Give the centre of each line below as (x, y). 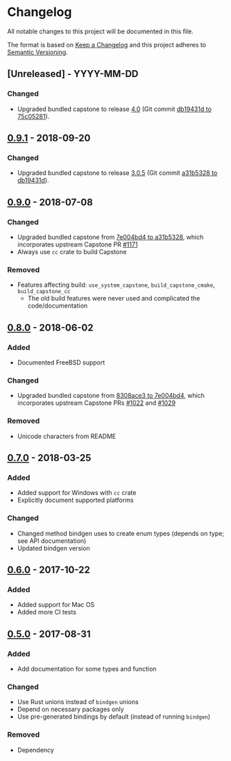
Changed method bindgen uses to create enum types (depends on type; (120, 533)
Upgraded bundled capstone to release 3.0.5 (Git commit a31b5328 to (117, 173)
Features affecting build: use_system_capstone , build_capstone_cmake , (116, 285)
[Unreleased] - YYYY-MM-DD (73, 74)
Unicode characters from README (67, 436)
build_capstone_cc (44, 292)
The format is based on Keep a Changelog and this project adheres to (107, 44)
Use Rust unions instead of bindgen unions (78, 702)
